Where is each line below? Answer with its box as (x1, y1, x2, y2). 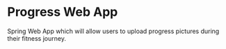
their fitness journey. (7, 34, 66, 42)
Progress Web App (7, 4, 118, 20)
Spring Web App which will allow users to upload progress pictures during (7, 27, 220, 35)
